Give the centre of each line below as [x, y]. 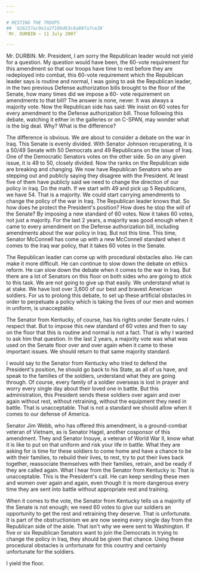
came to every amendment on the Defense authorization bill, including [93, 227]
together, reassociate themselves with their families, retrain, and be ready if [99, 464]
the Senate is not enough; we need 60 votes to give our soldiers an [89, 507]
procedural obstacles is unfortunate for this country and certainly [87, 545]
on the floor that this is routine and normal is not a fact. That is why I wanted [100, 332]
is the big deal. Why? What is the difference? [61, 126]
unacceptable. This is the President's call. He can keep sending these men [98, 477]
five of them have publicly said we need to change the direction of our [93, 182]
